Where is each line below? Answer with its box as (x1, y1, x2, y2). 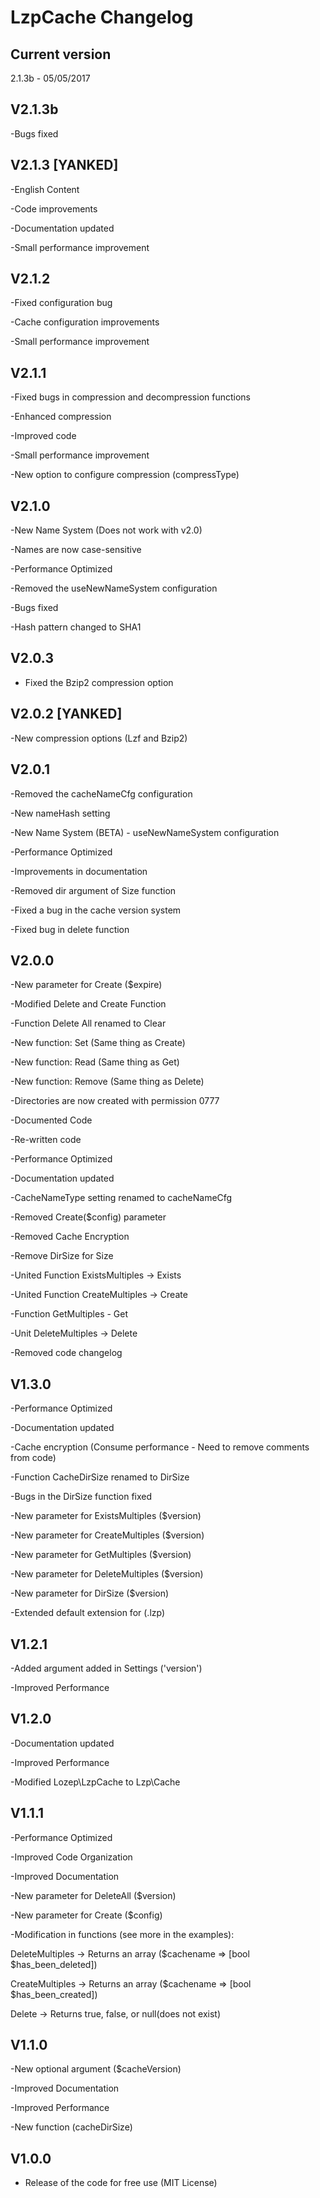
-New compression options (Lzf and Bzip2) (10, 732, 188, 744)
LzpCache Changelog (10, 6, 194, 29)
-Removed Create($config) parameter (10, 1211, 167, 1223)
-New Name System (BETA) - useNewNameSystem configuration (10, 826, 280, 838)
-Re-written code (10, 1134, 82, 1146)
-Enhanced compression (10, 411, 112, 423)
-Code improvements (10, 202, 98, 215)
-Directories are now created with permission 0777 (10, 1095, 220, 1107)
